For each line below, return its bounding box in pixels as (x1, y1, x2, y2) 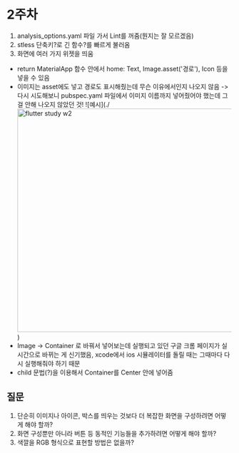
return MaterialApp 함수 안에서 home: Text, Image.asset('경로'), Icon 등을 (16, 64, 228, 73)
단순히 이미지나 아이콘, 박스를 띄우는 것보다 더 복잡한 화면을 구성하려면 (16, 411, 213, 419)
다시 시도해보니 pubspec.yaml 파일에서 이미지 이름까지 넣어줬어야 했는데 (16, 91, 221, 100)
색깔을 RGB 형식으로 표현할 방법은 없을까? (16, 438, 135, 447)
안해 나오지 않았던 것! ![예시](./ (24, 100, 110, 108)
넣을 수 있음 (16, 73, 51, 82)
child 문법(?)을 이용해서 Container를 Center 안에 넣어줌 (16, 368, 173, 377)
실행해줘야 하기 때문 (24, 359, 81, 367)
